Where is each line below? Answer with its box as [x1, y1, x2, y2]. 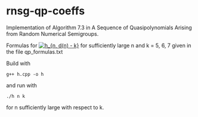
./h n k [6, 93, 26, 99]
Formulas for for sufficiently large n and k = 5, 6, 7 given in [6, 42, 192, 49]
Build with [6, 60, 31, 67]
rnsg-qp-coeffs [6, 4, 85, 18]
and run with [6, 82, 38, 89]
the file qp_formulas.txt [6, 48, 63, 55]
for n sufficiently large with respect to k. [6, 103, 104, 111]
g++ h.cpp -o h [6, 71, 44, 77]
